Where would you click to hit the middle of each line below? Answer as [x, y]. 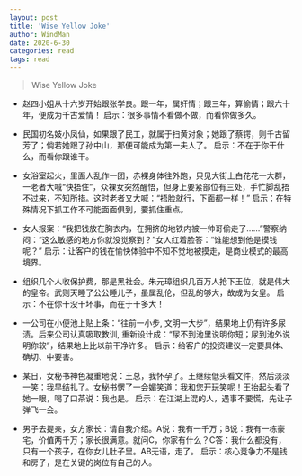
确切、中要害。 [50, 357]
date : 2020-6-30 [40, 43]
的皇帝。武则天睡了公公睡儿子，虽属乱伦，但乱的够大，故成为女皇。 [148, 292]
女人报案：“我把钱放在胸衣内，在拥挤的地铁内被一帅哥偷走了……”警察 [151, 229]
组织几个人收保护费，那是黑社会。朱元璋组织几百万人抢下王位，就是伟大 [156, 281]
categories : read [42, 51]
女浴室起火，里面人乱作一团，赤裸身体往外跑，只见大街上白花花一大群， [156, 175]
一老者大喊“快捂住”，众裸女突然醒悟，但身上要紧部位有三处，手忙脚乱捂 [156, 187]
